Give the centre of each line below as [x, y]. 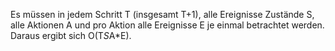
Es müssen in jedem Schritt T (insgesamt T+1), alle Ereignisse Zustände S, [162, 14]
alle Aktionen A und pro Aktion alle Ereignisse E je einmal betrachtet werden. [167, 25]
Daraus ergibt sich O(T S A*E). [71, 35]
